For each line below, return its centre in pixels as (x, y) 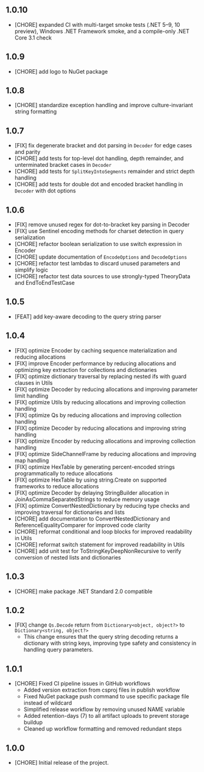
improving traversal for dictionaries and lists (70, 512)
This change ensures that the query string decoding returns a (101, 637)
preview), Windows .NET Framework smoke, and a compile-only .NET (102, 31)
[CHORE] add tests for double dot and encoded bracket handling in (99, 184)
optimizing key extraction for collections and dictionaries (86, 370)
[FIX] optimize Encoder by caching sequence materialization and (96, 350)
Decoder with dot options (45, 191)
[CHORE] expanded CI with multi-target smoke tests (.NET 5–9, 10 (97, 24)
